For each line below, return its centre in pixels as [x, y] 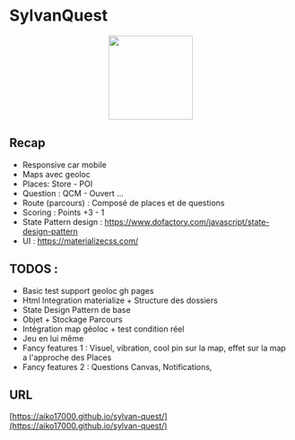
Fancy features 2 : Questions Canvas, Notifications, [117, 367]
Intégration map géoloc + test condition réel [103, 329]
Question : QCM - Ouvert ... [73, 193]
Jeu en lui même [53, 338]
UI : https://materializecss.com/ [80, 241]
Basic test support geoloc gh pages [88, 290]
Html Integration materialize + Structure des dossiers [120, 300]
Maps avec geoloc [56, 174]
